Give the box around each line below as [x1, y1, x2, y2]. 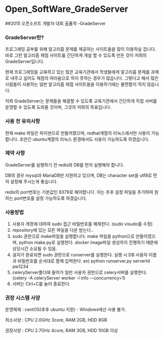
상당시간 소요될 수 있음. [12, 246, 58, 252]
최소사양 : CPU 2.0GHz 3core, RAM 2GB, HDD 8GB [5, 317, 107, 323]
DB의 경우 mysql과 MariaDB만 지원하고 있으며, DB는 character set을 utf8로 [5, 172, 152, 178]
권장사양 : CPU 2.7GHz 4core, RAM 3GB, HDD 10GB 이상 [5, 328, 118, 334]
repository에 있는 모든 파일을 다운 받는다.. [12, 227, 94, 233]
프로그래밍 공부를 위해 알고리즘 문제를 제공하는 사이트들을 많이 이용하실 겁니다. [5, 46, 157, 52]
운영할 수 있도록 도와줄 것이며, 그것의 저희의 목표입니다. [5, 104, 112, 110]
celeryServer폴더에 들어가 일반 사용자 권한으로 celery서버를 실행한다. [12, 269, 147, 275]
